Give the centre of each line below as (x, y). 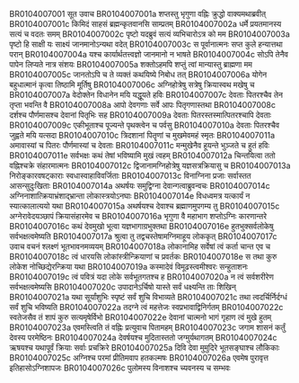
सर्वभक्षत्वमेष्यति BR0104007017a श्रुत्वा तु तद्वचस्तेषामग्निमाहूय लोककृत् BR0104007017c (143, 236)
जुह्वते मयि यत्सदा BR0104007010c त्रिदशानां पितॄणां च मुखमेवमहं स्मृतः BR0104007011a (142, 135)
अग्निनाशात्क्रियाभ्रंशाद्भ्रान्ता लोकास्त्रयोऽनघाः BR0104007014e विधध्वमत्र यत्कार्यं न (130, 196)
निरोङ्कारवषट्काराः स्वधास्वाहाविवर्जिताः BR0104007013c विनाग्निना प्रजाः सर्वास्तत (130, 176)
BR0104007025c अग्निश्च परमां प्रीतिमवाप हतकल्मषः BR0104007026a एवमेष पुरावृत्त (139, 358)
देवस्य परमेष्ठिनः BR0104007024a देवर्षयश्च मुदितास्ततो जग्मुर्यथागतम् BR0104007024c (143, 338)
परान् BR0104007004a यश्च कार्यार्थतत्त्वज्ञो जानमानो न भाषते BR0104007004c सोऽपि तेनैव (149, 54)
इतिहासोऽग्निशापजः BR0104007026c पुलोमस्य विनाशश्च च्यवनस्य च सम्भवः (120, 368)
